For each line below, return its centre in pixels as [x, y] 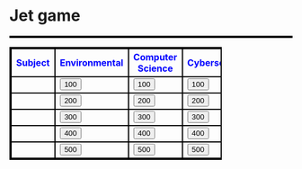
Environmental [92, 62]
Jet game [45, 16]
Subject [33, 62]
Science [155, 68]
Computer [155, 57]
